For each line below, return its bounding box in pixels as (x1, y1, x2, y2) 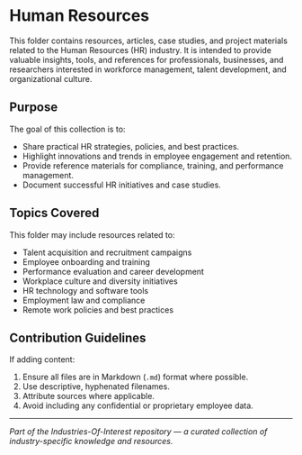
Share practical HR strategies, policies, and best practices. (22, 141, 240, 151)
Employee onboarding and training (22, 256, 151, 267)
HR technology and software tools (22, 285, 149, 296)
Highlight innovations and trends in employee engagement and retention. (22, 150, 293, 161)
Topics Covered (9, 205, 100, 221)
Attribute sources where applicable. (22, 391, 155, 402)
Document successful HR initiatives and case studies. (22, 179, 222, 190)
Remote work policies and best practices (22, 304, 173, 315)
